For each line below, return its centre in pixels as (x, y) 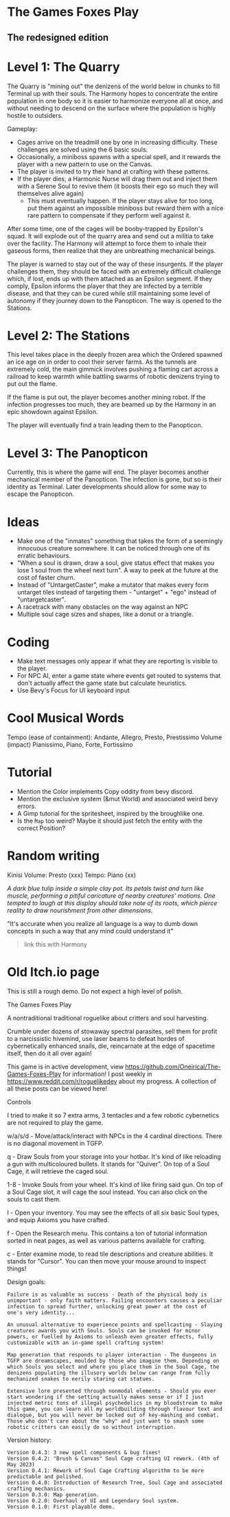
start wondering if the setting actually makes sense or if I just (106, 1397)
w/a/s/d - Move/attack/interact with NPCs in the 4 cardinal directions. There (115, 1136)
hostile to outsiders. (35, 115)
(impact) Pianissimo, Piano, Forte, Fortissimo (70, 745)
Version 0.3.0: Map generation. (53, 1495)
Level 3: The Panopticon (78, 453)
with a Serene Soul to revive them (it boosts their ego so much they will (117, 186)
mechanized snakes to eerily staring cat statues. (81, 1379)
